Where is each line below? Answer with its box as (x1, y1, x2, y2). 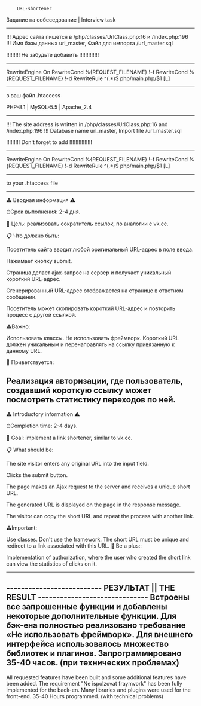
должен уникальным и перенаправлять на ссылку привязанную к (6, 341, 175, 348)
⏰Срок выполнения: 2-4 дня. (6, 208, 81, 215)
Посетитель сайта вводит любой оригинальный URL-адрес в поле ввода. (6, 246, 194, 253)
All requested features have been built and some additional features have (6, 673, 187, 681)
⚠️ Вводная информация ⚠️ (6, 197, 76, 203)
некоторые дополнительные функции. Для (6, 611, 177, 621)
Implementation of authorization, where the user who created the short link (6, 554, 191, 561)
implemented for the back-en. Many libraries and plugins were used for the (6, 686, 191, 693)
